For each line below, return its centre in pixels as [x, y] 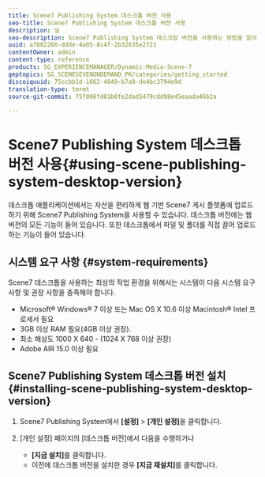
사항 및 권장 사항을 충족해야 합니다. [62, 292]
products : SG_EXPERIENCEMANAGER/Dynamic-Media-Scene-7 [100, 67]
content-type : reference [49, 60]
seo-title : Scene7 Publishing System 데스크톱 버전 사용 [97, 23]
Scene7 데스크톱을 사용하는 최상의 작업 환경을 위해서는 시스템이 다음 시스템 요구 [132, 282]
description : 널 [34, 30]
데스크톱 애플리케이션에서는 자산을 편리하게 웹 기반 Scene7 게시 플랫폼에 [120, 205]
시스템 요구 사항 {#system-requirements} [108, 262]
